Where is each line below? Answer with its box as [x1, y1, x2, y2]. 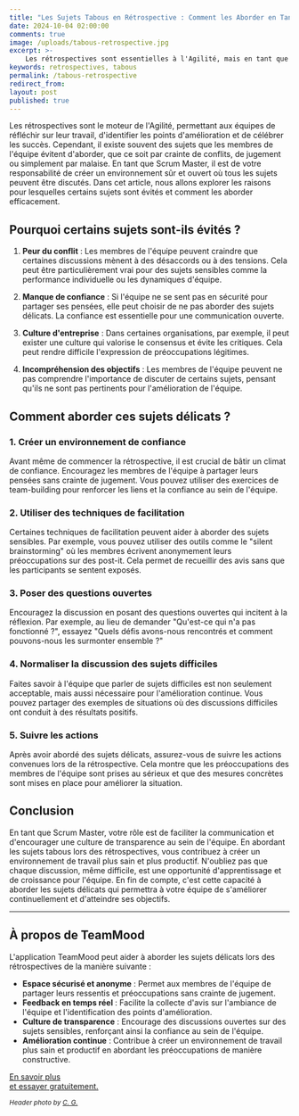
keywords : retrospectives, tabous [9, 63, 138, 72]
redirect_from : [9, 79, 66, 88]
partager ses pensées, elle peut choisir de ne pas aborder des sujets [21, 301, 274, 312]
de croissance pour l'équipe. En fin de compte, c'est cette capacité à [9, 874, 262, 885]
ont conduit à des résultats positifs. [9, 707, 139, 717]
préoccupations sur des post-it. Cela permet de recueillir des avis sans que [9, 555, 285, 566]
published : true [9, 95, 69, 105]
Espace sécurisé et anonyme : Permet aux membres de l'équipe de [21, 978, 271, 988]
